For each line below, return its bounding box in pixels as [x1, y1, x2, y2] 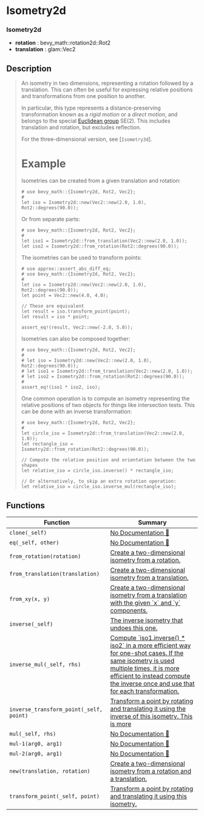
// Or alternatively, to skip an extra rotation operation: [21, 478, 177, 484]
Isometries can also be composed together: [21, 335, 131, 342]
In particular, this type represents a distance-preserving [21, 104, 161, 112]
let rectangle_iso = [21, 441, 73, 447]
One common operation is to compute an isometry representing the [21, 395, 190, 402]
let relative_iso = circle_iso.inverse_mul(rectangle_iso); [21, 484, 177, 490]
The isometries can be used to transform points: [21, 254, 142, 261]
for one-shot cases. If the [110, 649, 184, 658]
